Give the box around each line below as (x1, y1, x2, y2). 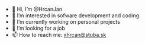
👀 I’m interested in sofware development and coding (11, 12, 140, 19)
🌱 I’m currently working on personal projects (11, 18, 120, 25)
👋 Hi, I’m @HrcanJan (11, 6, 63, 12)
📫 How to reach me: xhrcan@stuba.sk (11, 32, 107, 38)
